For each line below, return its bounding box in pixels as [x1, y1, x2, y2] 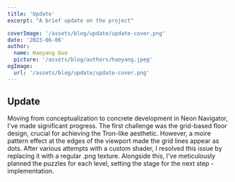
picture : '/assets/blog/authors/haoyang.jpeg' [13, 56, 153, 64]
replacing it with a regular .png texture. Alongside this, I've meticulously [7, 152, 216, 160]
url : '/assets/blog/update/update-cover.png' [13, 69, 150, 76]
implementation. [7, 167, 54, 176]
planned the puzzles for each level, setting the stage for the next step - [7, 159, 214, 168]
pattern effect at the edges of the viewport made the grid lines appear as [7, 137, 219, 145]
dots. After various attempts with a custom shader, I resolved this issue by [7, 144, 222, 153]
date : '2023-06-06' [7, 36, 65, 43]
